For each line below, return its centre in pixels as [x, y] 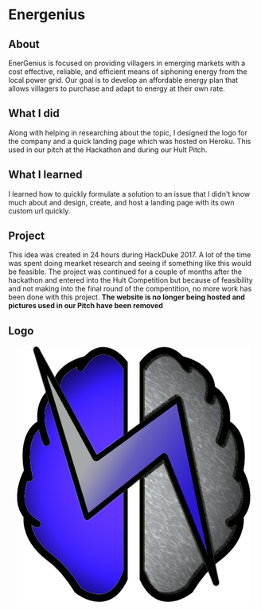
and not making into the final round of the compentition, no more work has [130, 289]
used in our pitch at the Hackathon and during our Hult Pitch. [108, 150]
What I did [34, 113]
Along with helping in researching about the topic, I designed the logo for [128, 132]
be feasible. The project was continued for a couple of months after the [125, 272]
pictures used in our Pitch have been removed [86, 306]
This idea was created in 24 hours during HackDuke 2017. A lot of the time [130, 255]
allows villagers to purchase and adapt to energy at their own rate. [117, 88]
